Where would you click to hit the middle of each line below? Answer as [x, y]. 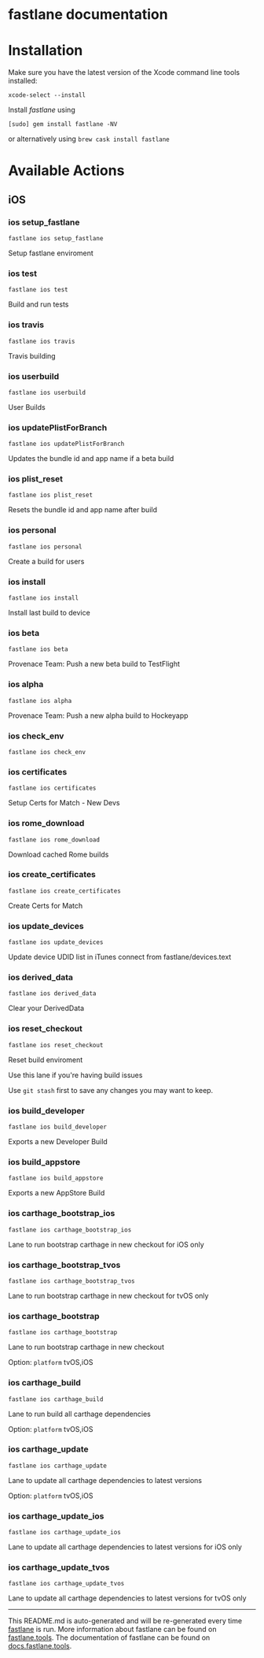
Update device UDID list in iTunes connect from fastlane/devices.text [120, 957]
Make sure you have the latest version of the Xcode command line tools [124, 72]
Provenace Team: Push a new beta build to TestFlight [94, 664]
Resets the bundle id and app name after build [82, 510]
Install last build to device [49, 613]
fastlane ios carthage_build [56, 1399]
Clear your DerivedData [46, 1008]
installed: [23, 81]
